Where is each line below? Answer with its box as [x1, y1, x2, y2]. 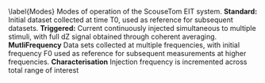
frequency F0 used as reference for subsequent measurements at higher [8, 49, 247, 58]
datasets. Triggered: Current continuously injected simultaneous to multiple [8, 24, 256, 32]
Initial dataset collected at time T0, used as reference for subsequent [8, 15, 234, 25]
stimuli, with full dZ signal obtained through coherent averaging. [8, 32, 217, 41]
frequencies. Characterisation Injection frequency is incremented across [8, 57, 248, 66]
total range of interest [8, 66, 79, 74]
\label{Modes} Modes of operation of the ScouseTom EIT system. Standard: [8, 7, 258, 16]
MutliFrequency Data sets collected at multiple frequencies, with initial [8, 40, 240, 50]
